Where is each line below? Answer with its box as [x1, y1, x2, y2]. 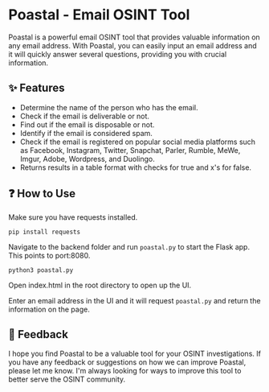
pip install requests [8, 228, 81, 236]
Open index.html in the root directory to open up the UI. [8, 280, 192, 290]
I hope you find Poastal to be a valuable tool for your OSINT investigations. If [8, 349, 261, 359]
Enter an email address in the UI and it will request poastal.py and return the [8, 295, 261, 305]
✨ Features [8, 81, 65, 95]
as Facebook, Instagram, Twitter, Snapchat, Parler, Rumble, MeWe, [19, 145, 241, 155]
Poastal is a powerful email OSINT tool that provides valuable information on [8, 32, 261, 42]
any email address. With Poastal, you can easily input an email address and [8, 40, 257, 50]
